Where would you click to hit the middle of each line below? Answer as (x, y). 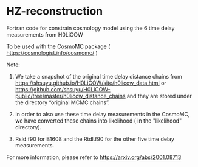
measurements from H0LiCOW (45, 34)
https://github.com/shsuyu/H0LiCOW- (63, 89)
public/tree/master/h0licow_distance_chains (70, 96)
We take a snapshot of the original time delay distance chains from (98, 76)
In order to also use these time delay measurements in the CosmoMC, (102, 114)
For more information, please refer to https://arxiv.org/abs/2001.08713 (94, 157)
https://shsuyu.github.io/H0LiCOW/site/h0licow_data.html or (91, 83)
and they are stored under (159, 96)
